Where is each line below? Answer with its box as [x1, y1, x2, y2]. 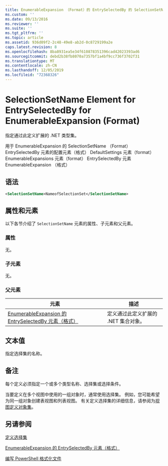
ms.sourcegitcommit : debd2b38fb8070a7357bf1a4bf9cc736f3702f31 [5, 53, 140, 59]
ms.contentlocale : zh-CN [5, 63, 57, 68]
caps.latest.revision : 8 [5, 44, 57, 49]
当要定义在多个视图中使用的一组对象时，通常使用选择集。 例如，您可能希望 [5, 391, 160, 397]
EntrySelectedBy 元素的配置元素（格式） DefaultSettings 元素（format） [5, 149, 154, 155]
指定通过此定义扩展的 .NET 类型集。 [5, 132, 79, 138]
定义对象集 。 [9, 403, 36, 410]
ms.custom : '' [5, 12, 35, 17]
